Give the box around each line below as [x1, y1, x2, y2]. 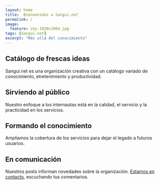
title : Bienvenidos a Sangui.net [5, 12, 79, 17]
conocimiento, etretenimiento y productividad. [5, 73, 102, 79]
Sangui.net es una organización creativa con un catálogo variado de [5, 68, 148, 74]
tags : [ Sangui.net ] [5, 31, 47, 36]
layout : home [5, 7, 33, 13]
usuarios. [5, 140, 25, 146]
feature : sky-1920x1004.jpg [10, 26, 70, 31]
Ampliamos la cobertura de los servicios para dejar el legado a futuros [5, 135, 152, 141]
